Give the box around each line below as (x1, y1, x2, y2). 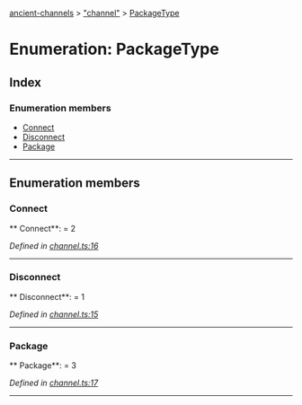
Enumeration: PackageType (9, 40, 220, 59)
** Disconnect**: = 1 (9, 291, 85, 302)
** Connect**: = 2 (9, 223, 76, 233)
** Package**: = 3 (9, 360, 76, 371)
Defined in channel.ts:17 (9, 377, 99, 389)
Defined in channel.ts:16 (9, 240, 99, 251)
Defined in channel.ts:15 (9, 309, 99, 320)
